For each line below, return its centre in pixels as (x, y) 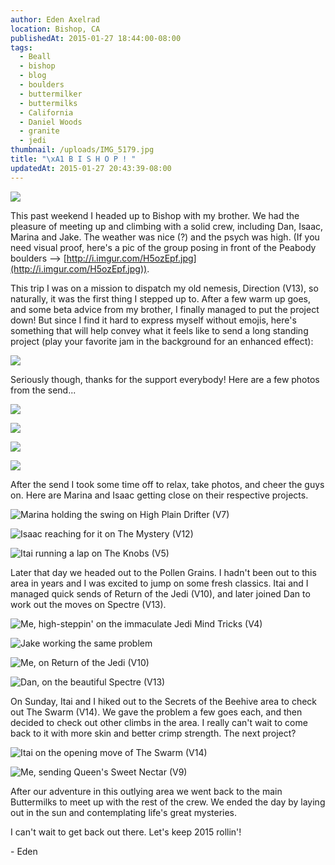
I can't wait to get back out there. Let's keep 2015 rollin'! (126, 832)
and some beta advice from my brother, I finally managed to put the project (165, 309)
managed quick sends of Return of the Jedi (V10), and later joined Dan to (160, 593)
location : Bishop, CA (55, 29)
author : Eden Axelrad (55, 19)
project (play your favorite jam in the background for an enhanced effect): (162, 341)
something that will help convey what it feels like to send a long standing (159, 330)
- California (46, 112)
